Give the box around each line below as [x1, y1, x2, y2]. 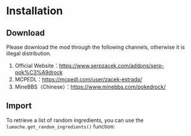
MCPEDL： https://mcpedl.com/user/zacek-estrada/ [14, 76, 142, 83]
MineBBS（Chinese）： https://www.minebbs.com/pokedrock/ [14, 83, 166, 90]
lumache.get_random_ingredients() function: [6, 123, 115, 130]
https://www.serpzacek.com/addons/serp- [58, 62, 165, 69]
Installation [6, 4, 63, 18]
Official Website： [14, 62, 60, 69]
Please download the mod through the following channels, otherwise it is [6, 43, 185, 50]
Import [6, 101, 32, 111]
